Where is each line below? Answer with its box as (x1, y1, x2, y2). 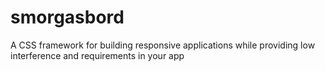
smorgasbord (10, 6, 125, 29)
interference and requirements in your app (10, 49, 185, 61)
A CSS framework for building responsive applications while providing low (10, 39, 316, 51)
